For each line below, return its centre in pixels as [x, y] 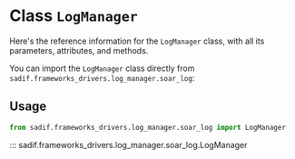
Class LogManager [74, 16]
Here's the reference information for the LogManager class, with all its [137, 41]
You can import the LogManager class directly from [102, 68]
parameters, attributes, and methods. [79, 50]
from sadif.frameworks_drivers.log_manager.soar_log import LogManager [147, 127]
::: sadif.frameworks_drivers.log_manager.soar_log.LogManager [128, 144]
